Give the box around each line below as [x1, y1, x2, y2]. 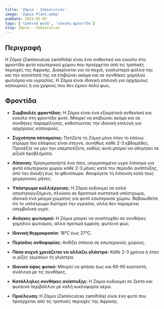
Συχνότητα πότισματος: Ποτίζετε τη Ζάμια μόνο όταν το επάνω [12, 135, 144, 141]
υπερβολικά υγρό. [12, 206, 49, 212]
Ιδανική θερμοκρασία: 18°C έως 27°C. [12, 230, 92, 236]
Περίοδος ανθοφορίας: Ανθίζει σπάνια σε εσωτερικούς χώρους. [12, 239, 145, 245]
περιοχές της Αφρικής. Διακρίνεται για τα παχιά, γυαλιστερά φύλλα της [5, 67, 153, 72]
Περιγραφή [5, 44, 42, 52]
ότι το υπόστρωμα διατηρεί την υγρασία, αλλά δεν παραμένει [12, 200, 140, 206]
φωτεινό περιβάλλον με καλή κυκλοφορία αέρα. [12, 284, 112, 289]
